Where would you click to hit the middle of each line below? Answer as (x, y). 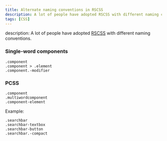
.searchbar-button (24, 129)
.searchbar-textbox (25, 125)
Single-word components (37, 51)
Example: (15, 111)
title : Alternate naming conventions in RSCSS (54, 10)
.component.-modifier (28, 70)
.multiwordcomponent (27, 98)
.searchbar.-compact (27, 133)
